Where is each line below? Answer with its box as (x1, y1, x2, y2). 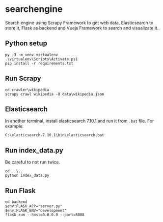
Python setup (5, 39, 48, 48)
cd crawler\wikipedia (5, 87, 50, 92)
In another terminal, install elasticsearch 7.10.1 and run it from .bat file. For (5, 118, 154, 124)
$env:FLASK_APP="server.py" (5, 204, 63, 209)
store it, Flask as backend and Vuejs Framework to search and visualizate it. (5, 25, 159, 31)
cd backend (5, 199, 27, 204)
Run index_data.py (5, 146, 64, 155)
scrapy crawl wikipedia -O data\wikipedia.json (5, 92, 105, 96)
